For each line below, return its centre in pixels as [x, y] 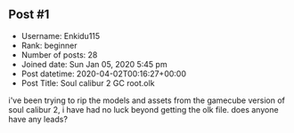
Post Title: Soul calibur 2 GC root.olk [88, 82]
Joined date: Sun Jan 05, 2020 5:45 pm [94, 64]
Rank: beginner [49, 45]
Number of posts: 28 [59, 55]
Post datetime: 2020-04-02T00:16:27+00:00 [103, 74]
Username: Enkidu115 [61, 35]
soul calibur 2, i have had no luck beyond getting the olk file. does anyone [143, 109]
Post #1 [29, 15]
